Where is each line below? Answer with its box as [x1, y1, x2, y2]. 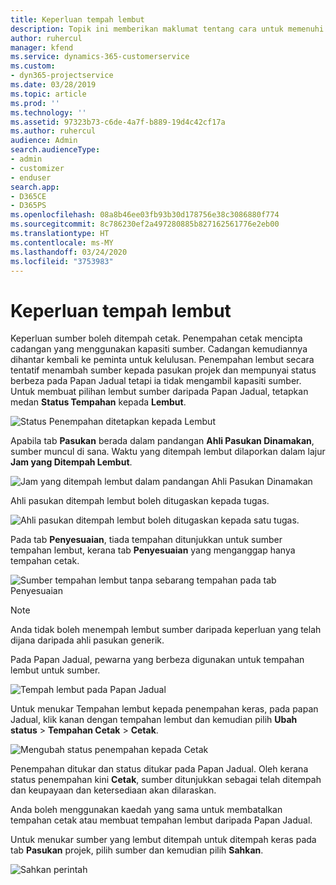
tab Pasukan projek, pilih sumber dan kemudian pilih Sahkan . [10, 844, 264, 856]
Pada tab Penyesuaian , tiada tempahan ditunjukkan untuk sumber [10, 534, 283, 546]
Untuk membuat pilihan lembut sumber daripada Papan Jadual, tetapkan [10, 386, 309, 398]
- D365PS [10, 201, 47, 211]
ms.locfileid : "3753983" [10, 256, 114, 266]
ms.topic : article [10, 89, 87, 99]
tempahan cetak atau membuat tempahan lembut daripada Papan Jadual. [10, 814, 313, 826]
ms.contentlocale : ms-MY [10, 237, 114, 248]
